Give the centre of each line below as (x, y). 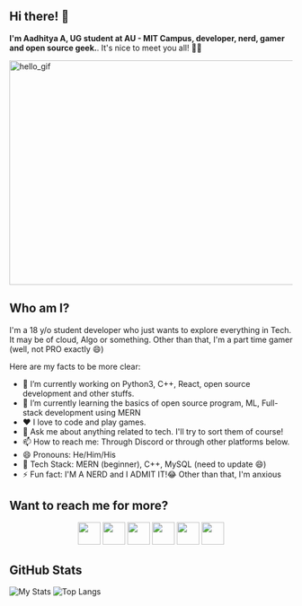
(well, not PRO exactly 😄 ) (57, 349)
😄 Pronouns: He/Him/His (69, 454)
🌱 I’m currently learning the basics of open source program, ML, (141, 403)
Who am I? (40, 308)
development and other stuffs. (78, 393)
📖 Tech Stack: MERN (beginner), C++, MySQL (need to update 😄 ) (144, 464)
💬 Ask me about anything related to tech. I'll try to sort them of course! (153, 431)
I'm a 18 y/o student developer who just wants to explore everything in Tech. (151, 329)
